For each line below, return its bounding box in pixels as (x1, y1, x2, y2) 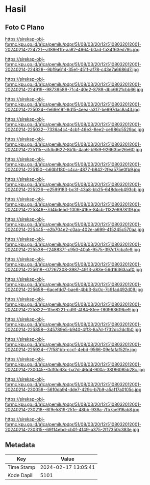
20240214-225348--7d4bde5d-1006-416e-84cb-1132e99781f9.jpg (5, 207, 141, 212)
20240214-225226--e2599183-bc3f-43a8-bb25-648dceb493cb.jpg (5, 187, 145, 193)
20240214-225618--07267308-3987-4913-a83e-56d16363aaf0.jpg (5, 267, 142, 272)
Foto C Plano (5, 23, 45, 32)
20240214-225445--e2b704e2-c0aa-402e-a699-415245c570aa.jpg (5, 226, 145, 232)
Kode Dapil (7, 472, 33, 479)
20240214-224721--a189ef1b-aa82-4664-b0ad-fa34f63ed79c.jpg (5, 47, 140, 52)
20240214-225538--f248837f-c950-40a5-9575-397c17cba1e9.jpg (5, 247, 140, 252)
